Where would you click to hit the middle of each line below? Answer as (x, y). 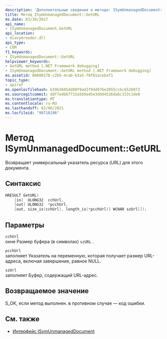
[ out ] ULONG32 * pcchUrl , (41, 205)
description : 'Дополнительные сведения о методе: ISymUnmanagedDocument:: (85, 10)
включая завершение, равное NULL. (62, 261)
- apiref (14, 85)
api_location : (20, 33)
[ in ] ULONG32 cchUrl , (39, 200)
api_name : (16, 24)
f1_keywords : (19, 52)
